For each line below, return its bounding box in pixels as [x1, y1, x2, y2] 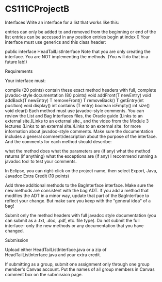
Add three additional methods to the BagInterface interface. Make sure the [5, 182, 154, 188]
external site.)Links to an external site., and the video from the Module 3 [5, 118, 149, 124]
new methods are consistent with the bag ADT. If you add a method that [5, 187, 149, 193]
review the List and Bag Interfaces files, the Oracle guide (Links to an [5, 113, 143, 118]
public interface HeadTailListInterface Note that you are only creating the [5, 49, 151, 54]
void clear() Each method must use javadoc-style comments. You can [5, 108, 145, 114]
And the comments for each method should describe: [5, 138, 112, 144]
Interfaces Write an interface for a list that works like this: [5, 19, 119, 25]
